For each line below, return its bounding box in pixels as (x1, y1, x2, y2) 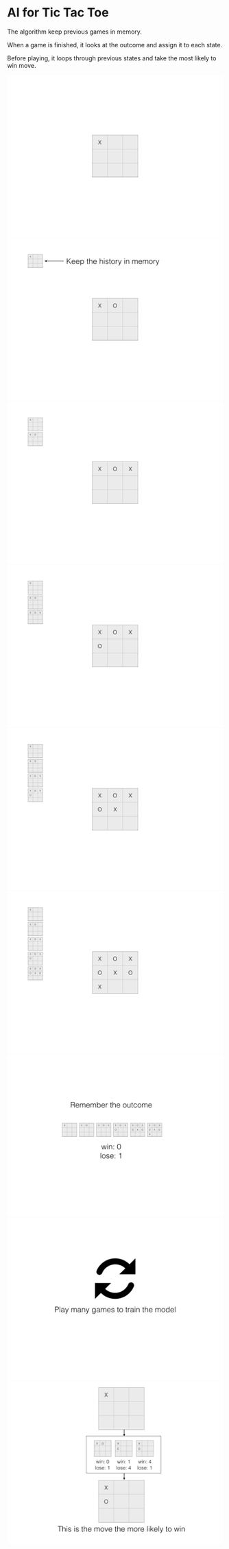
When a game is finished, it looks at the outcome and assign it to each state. (7, 40, 223, 49)
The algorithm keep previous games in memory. (7, 27, 143, 36)
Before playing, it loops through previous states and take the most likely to (7, 53, 217, 62)
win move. (7, 61, 36, 69)
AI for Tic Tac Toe (7, 5, 109, 21)
